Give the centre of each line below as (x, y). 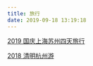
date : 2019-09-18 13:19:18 (47, 20)
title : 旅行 (24, 14)
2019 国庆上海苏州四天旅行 (46, 41)
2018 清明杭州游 (31, 56)
